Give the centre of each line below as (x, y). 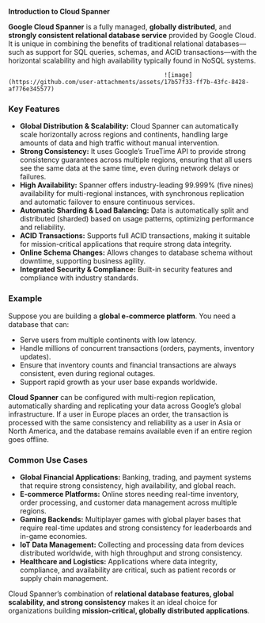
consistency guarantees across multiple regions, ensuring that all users (136, 160)
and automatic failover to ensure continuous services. (107, 202)
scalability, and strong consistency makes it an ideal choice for (113, 602)
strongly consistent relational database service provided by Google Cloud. (132, 35)
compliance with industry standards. (79, 278)
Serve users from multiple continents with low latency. (108, 340)
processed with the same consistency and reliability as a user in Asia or (125, 422)
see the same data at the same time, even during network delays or (129, 168)
